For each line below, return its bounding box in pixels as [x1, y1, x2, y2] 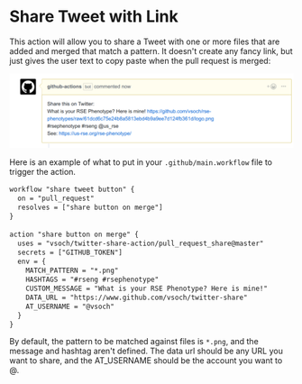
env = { [17, 257, 47, 266]
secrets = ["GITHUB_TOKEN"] [17, 248, 124, 257]
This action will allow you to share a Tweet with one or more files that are [9, 36, 280, 47]
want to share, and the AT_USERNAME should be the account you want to [9, 354, 283, 366]
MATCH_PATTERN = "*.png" [25, 266, 119, 275]
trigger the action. [9, 166, 77, 177]
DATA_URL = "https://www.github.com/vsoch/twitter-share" [25, 293, 248, 302]
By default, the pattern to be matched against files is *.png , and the [9, 335, 259, 346]
